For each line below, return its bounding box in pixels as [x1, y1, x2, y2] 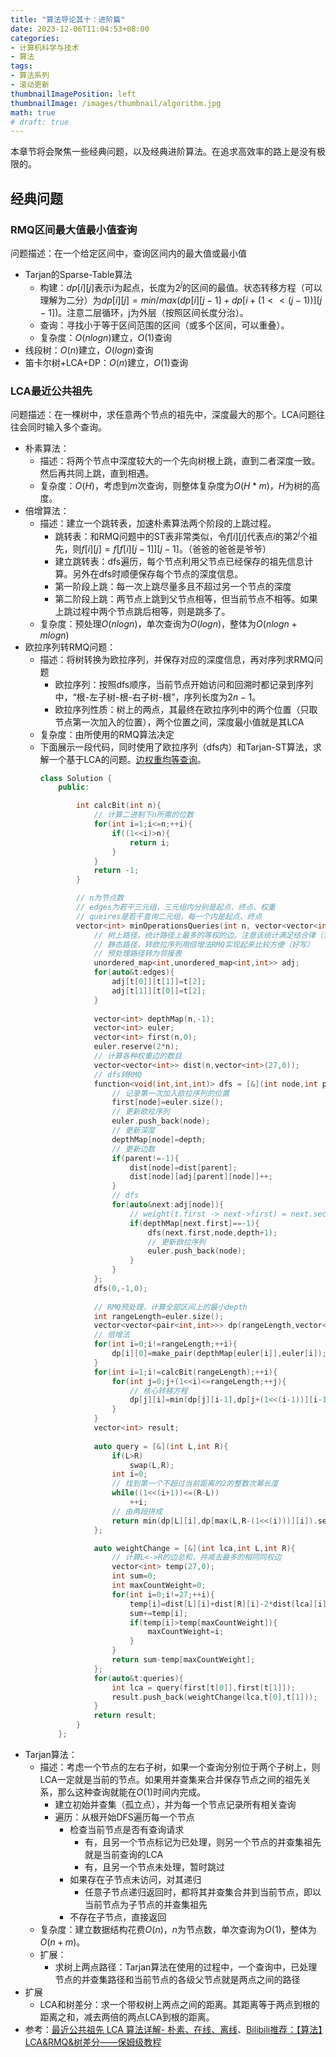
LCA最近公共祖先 [10, 384, 93, 398]
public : [58, 782, 90, 793]
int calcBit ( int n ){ [75, 801, 162, 811]
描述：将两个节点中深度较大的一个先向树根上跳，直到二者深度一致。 [39, 454, 321, 466]
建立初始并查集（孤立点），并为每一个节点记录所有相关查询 [54, 1798, 297, 1810]
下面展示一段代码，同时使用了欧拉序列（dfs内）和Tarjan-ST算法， [39, 741, 313, 753]
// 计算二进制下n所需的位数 [93, 810, 194, 820]
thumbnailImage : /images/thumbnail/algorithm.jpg [10, 98, 222, 108]
